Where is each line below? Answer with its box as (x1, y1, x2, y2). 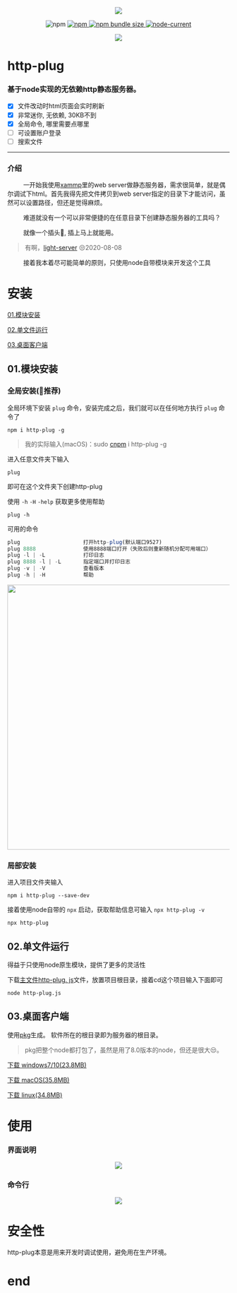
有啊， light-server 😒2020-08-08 (24, 244, 122, 252)
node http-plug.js (7, 990, 61, 997)
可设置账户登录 (17, 128, 61, 137)
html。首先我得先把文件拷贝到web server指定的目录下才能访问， (31, 189, 220, 198)
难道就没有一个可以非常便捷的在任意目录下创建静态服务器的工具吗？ (23, 213, 221, 222)
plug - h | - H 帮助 (7, 572, 94, 579)
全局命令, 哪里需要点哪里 (17, 119, 90, 128)
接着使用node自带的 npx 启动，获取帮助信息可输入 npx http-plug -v (7, 905, 205, 914)
